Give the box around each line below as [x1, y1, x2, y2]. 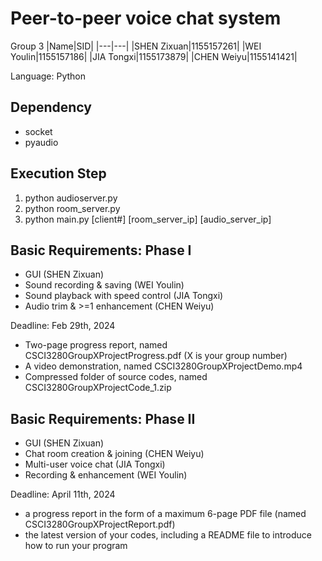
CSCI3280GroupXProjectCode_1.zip [24, 382, 172, 394]
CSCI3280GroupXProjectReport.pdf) [24, 518, 176, 531]
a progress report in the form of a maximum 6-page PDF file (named [24, 508, 307, 520]
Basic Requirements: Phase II [10, 410, 196, 427]
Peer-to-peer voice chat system [10, 7, 282, 30]
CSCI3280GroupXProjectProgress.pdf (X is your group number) [24, 350, 288, 362]
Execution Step [10, 165, 107, 182]
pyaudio [24, 136, 59, 148]
